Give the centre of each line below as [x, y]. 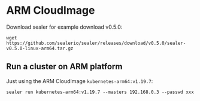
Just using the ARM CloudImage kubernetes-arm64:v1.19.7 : [80, 81]
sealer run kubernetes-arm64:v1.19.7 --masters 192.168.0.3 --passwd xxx [100, 92]
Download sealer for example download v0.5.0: [64, 27]
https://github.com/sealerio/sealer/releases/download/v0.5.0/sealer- [96, 43]
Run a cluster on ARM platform [64, 67]
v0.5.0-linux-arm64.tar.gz [40, 48]
